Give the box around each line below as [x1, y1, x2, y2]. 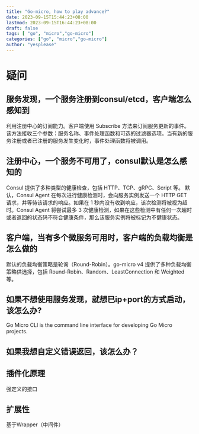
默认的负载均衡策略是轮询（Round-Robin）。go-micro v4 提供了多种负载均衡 [6, 261, 192, 268]
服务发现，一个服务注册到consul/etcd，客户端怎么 [6, 94, 192, 104]
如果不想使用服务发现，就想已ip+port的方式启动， [6, 294, 190, 304]
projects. [6, 328, 28, 335]
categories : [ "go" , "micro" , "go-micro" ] [6, 36, 108, 42]
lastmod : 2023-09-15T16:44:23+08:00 [6, 20, 97, 25]
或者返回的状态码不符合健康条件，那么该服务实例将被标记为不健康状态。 [6, 214, 182, 221]
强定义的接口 [6, 385, 37, 393]
